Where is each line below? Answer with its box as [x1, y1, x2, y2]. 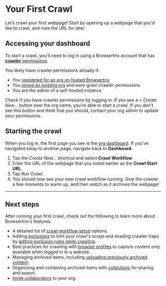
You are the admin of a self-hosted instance [12, 87, 102, 93]
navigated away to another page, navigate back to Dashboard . [5, 145, 133, 151]
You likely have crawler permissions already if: [5, 67, 100, 73]
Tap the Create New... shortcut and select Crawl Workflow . [12, 155, 133, 161]
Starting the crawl [5, 127, 62, 135]
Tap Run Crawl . [12, 170, 44, 176]
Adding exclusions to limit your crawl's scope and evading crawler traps [12, 233, 159, 239]
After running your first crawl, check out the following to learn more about [5, 213, 156, 219]
